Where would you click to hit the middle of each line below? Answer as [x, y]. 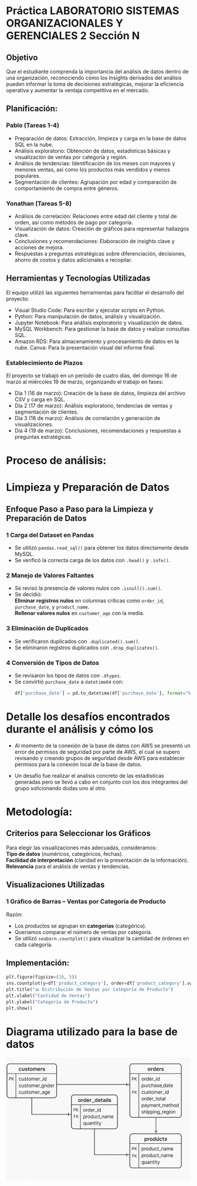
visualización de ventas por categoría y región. [71, 157]
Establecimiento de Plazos [45, 362]
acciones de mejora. [39, 247]
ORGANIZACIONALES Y [65, 23]
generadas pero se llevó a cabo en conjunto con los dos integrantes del [101, 782]
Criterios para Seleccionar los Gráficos [79, 833]
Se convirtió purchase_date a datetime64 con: [69, 682]
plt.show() [19, 1008]
